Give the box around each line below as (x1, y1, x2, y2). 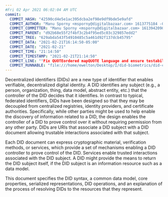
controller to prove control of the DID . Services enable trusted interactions (5, 150, 157, 156)
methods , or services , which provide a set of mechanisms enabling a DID (5, 145, 156, 151)
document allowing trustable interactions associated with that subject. (5, 130, 150, 136)
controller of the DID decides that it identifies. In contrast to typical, (5, 93, 144, 99)
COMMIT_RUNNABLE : (9, 63, 46, 68)
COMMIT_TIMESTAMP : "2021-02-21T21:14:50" (9, 53, 97, 59)
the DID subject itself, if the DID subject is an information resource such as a (5, 161, 162, 167)
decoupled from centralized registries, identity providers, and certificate (5, 103, 154, 109)
